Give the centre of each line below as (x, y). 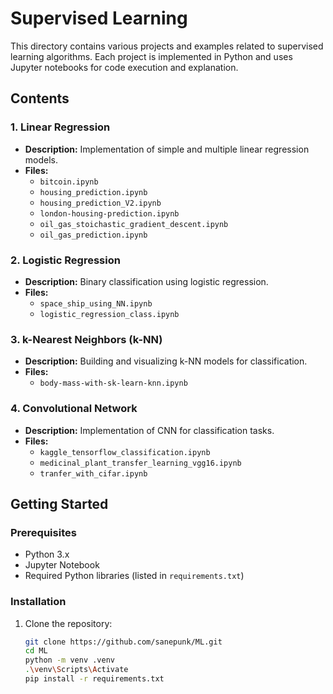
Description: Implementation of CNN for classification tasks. (149, 430)
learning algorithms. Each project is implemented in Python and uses (151, 56)
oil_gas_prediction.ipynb (93, 235)
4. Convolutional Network (74, 409)
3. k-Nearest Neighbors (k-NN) (86, 339)
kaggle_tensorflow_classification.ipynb (125, 452)
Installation (38, 602)
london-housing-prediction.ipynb (109, 213)
